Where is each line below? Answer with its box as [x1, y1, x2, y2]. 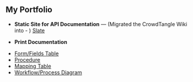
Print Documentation [14, 38, 68, 45]
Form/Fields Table [14, 50, 59, 57]
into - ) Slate [14, 27, 45, 34]
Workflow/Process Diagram [14, 68, 82, 76]
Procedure [14, 56, 41, 63]
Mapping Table [14, 62, 51, 70]
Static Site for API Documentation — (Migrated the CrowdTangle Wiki [14, 20, 188, 27]
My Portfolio [5, 5, 53, 15]
